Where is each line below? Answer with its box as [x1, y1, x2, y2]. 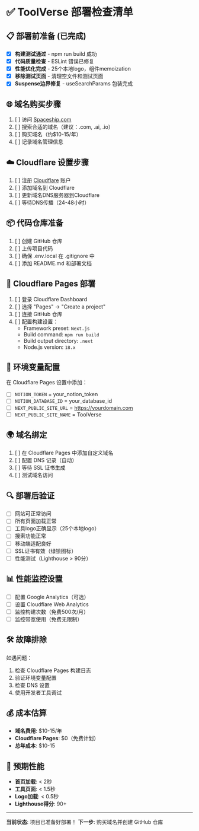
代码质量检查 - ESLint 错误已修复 [14, 58, 95, 65]
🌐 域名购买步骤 [6, 99, 61, 109]
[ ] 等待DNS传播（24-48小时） [14, 199, 90, 206]
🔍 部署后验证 [6, 491, 55, 501]
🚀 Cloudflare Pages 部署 [6, 279, 96, 289]
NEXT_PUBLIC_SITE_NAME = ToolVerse [14, 410, 102, 418]
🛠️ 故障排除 [6, 635, 47, 645]
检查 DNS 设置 [14, 682, 50, 689]
